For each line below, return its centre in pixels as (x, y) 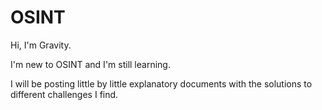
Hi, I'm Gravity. (41, 45)
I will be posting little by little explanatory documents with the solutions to (161, 83)
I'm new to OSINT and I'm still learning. (90, 64)
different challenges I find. (64, 94)
